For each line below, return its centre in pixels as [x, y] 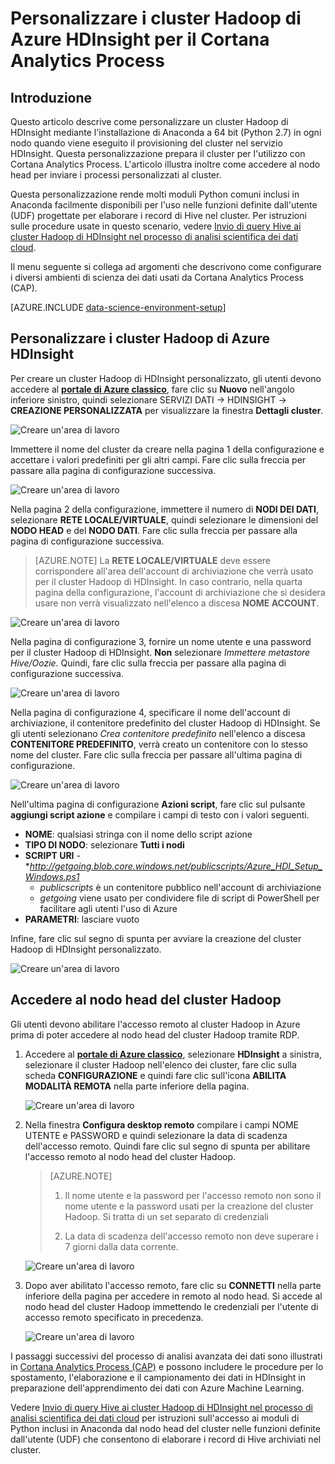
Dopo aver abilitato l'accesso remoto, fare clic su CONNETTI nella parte [173, 1285]
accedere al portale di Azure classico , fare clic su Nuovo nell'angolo [152, 389]
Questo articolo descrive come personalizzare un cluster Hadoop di [149, 121]
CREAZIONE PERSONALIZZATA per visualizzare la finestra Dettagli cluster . [167, 410]
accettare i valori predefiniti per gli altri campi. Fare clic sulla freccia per [158, 459]
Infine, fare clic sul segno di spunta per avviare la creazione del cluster [156, 938]
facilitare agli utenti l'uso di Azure [108, 908]
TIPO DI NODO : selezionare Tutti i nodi [104, 844]
